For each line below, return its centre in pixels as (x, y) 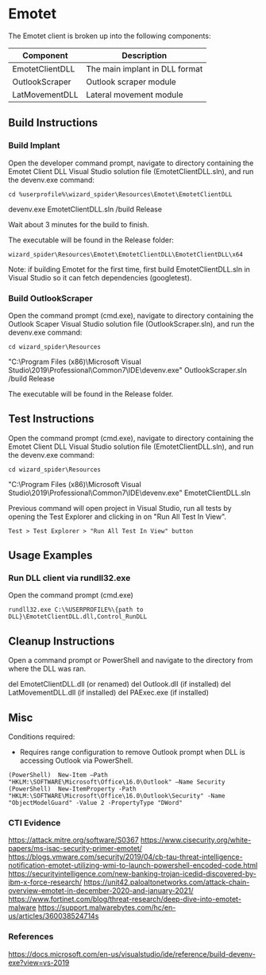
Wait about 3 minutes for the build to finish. (79, 224)
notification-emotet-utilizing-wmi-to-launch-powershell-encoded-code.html (133, 865)
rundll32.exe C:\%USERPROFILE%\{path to (76, 610)
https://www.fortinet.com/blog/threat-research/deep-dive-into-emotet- (125, 900)
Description (145, 55)
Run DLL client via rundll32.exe (69, 578)
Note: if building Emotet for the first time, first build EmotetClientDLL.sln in (129, 269)
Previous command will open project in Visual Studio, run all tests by (120, 508)
